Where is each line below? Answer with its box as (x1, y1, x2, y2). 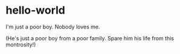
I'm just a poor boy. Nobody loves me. (5, 23, 100, 30)
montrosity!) (5, 41, 36, 48)
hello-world (5, 4, 66, 17)
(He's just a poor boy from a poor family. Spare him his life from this (5, 34, 175, 42)
